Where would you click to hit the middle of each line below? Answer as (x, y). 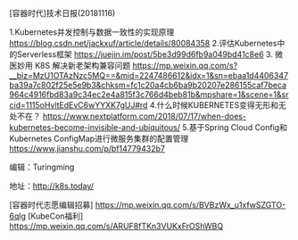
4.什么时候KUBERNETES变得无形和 (214, 105)
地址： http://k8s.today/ (52, 186)
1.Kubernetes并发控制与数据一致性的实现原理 (92, 32)
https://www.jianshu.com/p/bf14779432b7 (87, 149)
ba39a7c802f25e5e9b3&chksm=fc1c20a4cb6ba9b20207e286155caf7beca (148, 85)
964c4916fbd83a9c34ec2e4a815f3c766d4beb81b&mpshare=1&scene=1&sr (149, 95)
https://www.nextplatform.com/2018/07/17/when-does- (145, 116)
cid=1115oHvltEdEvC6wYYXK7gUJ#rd (79, 105)
